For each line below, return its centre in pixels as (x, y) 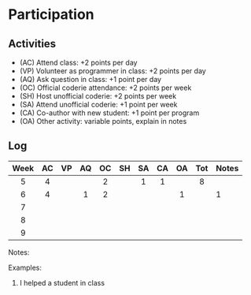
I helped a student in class (62, 282)
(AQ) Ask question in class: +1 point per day (90, 79)
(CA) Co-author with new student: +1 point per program (109, 113)
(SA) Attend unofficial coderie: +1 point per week (98, 105)
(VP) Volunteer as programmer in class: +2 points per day (113, 71)
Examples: (25, 267)
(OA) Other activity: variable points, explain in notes (103, 121)
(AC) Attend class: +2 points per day (78, 62)
